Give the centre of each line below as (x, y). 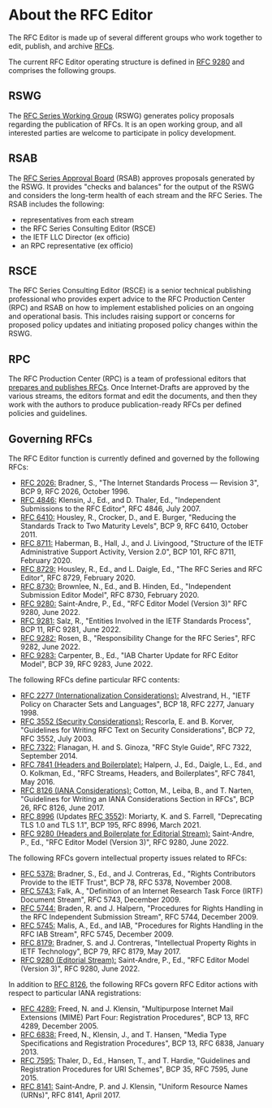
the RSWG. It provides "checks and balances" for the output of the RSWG (131, 186)
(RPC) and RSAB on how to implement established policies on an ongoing (131, 308)
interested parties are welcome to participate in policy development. (123, 132)
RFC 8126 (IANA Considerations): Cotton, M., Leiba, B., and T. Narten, (137, 790)
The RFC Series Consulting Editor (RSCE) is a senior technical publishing (130, 291)
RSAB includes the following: (56, 204)
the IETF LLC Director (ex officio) (75, 236)
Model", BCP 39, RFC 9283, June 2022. (86, 664)
